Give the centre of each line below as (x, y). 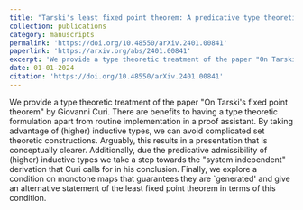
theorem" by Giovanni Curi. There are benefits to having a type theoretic (143, 111)
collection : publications (58, 26)
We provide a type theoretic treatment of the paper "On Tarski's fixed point (149, 102)
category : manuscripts (52, 34)
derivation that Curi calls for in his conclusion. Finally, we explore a (133, 169)
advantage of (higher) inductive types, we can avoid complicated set (137, 131)
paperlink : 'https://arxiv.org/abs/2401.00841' (101, 51)
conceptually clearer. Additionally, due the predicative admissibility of (138, 150)
